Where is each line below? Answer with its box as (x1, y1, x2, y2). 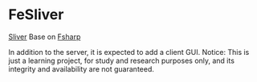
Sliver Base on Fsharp (8, 32, 81, 41)
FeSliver (8, 6, 64, 24)
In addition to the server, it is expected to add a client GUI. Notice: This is (8, 47, 250, 57)
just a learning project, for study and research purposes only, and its (8, 56, 235, 65)
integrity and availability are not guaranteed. (8, 64, 155, 73)
